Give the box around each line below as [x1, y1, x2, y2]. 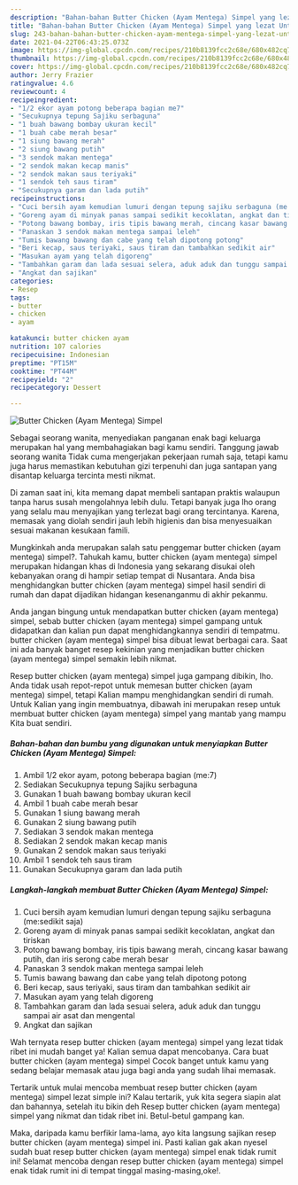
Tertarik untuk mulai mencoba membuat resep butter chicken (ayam [10, 1082, 257, 1093]
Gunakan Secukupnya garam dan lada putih [22, 864, 183, 875]
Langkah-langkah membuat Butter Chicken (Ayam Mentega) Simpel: [10, 884, 269, 895]
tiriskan [22, 935, 50, 946]
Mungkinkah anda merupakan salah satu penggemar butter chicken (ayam [10, 542, 281, 553]
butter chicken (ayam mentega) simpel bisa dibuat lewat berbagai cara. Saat [10, 635, 288, 645]
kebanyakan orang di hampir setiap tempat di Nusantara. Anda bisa [10, 571, 256, 581]
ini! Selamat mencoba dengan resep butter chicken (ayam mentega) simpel [10, 1156, 284, 1166]
